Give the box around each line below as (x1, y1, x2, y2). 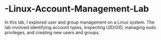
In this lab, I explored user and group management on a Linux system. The (4, 19, 155, 25)
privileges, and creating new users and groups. (4, 29, 100, 35)
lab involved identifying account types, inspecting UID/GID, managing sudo (4, 24, 157, 30)
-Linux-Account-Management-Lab (4, 3, 149, 14)
